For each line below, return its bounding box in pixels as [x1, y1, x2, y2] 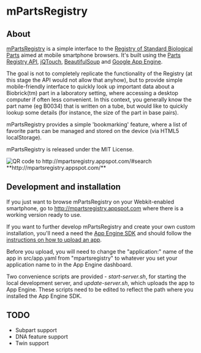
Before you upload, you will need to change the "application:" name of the [6, 248, 194, 255]
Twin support [15, 339, 49, 347]
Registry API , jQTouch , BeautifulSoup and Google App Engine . [6, 58, 163, 65]
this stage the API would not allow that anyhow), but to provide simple [6, 77, 183, 83]
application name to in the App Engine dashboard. [6, 260, 133, 268]
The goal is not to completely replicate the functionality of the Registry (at [6, 70, 192, 77]
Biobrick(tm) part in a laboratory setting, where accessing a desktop [6, 89, 179, 96]
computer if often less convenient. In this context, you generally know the [6, 96, 192, 103]
